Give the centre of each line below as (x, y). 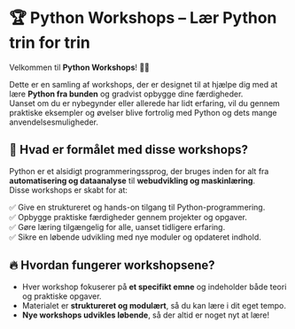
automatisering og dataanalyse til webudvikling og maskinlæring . (132, 180)
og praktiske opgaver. (62, 296)
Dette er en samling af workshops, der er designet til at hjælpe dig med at (144, 84)
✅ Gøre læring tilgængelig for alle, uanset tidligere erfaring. (117, 226)
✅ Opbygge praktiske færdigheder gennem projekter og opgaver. (128, 217)
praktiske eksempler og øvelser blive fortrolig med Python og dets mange (143, 112)
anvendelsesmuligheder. (54, 122)
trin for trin (50, 43)
